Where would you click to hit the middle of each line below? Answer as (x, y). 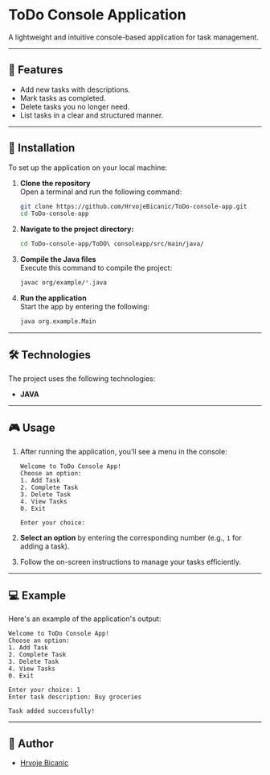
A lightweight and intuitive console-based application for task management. (134, 37)
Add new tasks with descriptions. (75, 89)
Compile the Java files (58, 259)
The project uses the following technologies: (82, 378)
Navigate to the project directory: (77, 229)
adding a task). (45, 546)
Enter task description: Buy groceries (75, 697)
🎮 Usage (32, 428)
